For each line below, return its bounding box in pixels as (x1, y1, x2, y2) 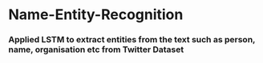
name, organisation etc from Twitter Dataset (8, 44, 184, 55)
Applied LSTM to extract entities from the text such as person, (8, 34, 256, 45)
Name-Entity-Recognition (8, 6, 184, 24)
